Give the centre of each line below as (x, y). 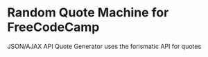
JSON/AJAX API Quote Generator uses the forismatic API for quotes (104, 46)
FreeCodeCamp (53, 27)
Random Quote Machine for (88, 13)
